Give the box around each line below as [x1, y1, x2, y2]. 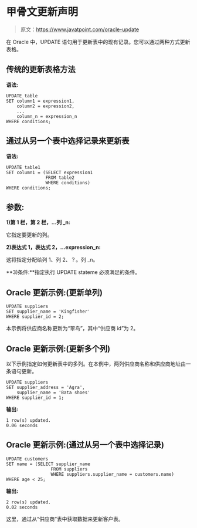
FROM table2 [45, 174, 75, 181]
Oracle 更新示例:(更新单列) [6, 287, 103, 297]
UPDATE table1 [6, 164, 41, 170]
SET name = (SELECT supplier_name [6, 461, 91, 467]
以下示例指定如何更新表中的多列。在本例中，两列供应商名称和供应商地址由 [6, 360, 186, 367]
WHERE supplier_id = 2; [6, 314, 64, 320]
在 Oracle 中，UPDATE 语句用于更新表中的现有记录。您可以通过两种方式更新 [6, 38, 191, 45]
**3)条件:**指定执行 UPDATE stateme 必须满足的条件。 [6, 269, 141, 276]
